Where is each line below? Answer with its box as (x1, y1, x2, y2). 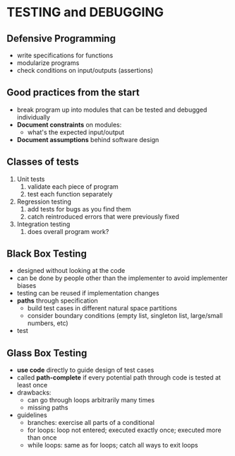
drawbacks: (16, 388, 52, 397)
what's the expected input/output (27, 128, 125, 136)
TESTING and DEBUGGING (6, 4, 164, 21)
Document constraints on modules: (16, 120, 122, 129)
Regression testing (16, 197, 72, 206)
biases (16, 281, 37, 290)
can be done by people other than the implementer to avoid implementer (16, 274, 228, 283)
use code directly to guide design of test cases (16, 366, 155, 375)
